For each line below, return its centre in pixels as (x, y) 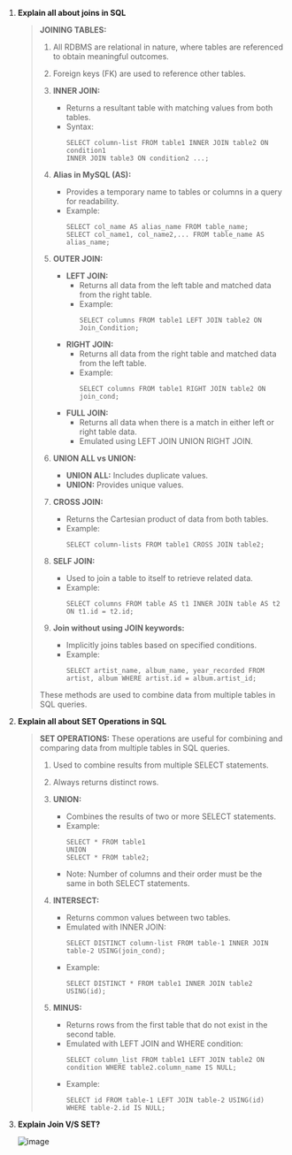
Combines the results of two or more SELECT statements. (171, 816)
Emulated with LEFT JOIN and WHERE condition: (154, 1044)
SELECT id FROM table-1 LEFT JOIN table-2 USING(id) (165, 1100)
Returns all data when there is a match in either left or (177, 422)
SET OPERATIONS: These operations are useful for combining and (161, 738)
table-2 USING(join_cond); (116, 951)
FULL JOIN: (87, 413)
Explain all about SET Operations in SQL (92, 721)
